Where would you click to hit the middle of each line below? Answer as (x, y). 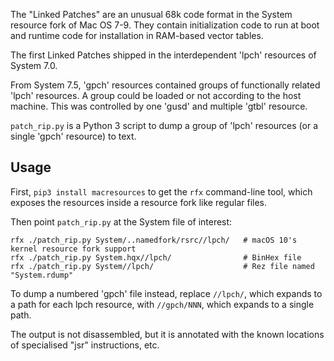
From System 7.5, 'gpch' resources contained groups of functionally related (165, 85)
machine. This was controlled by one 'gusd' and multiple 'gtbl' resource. (159, 106)
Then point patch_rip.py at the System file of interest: (121, 221)
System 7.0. (34, 65)
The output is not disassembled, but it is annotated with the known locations (167, 334)
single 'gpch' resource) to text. (73, 136)
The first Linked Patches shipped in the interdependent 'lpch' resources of (163, 55)
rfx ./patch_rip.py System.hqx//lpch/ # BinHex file (156, 257)
